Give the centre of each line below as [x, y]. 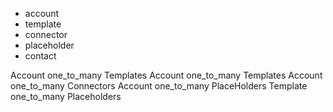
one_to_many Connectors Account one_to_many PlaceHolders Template [159, 86]
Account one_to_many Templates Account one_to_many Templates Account [166, 75]
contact [40, 56]
